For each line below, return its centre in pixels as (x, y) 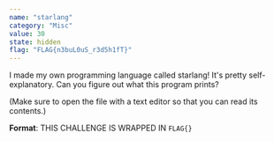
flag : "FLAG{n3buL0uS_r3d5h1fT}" (71, 50)
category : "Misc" (41, 26)
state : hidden (35, 42)
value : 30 (27, 33)
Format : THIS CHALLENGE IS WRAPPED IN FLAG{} (101, 128)
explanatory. (32, 85)
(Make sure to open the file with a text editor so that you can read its (133, 101)
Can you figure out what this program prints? (137, 85)
